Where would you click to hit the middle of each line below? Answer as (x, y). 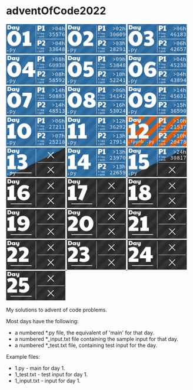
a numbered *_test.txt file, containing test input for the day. (86, 345)
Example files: (23, 357)
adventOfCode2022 (56, 11)
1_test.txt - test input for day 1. (51, 375)
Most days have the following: (42, 321)
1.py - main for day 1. (40, 368)
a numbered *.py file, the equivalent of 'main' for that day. (84, 333)
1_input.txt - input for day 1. (48, 381)
